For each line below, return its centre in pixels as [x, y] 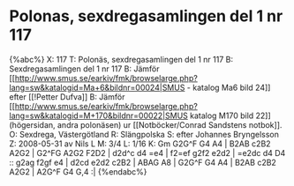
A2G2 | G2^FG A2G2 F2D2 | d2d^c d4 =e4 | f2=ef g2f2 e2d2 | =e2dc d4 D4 [147, 153]
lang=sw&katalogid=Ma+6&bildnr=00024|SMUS [97, 87]
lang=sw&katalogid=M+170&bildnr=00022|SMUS [98, 115]
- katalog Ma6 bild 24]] [229, 87]
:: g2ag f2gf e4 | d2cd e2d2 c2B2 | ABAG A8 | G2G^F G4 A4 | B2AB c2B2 [143, 162]
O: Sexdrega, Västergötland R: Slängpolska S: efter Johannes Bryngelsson [144, 134]
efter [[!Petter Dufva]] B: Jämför [67, 97]
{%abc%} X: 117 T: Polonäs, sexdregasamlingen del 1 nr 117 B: [121, 59]
